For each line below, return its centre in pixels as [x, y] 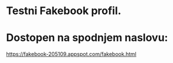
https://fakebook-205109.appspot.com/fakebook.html [71, 54]
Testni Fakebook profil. [64, 11]
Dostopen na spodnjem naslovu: [87, 38]
